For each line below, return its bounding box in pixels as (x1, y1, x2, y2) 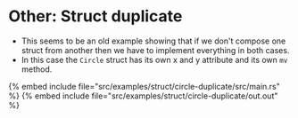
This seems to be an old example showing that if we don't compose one (21, 35, 286, 46)
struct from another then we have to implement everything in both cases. (21, 44, 290, 55)
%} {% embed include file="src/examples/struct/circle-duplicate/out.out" (8, 90, 278, 101)
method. (21, 64, 53, 75)
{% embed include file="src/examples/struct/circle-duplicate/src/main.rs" (8, 81, 280, 91)
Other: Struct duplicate (8, 6, 183, 27)
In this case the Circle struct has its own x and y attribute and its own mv (21, 54, 288, 65)
